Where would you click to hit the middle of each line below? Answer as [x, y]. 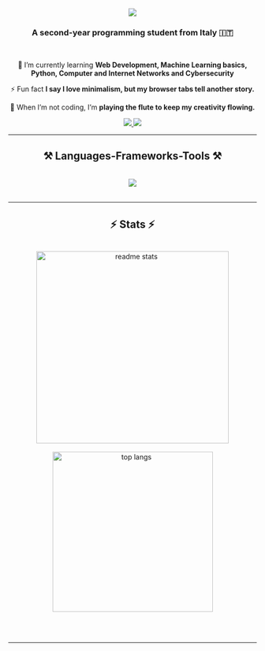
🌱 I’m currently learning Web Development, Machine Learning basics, [132, 65]
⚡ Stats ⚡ [132, 224]
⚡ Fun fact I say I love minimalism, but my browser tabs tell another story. [132, 89]
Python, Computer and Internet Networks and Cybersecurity [132, 73]
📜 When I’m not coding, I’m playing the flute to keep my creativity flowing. [132, 107]
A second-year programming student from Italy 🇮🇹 [132, 33]
